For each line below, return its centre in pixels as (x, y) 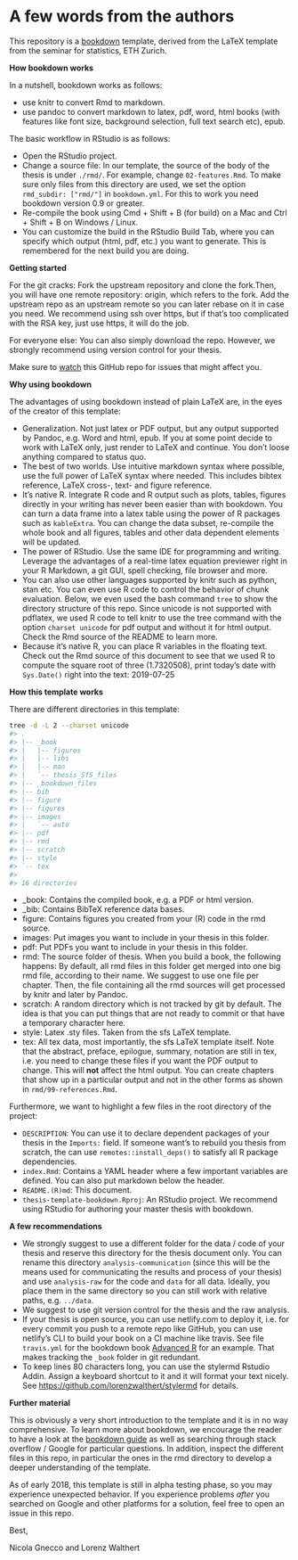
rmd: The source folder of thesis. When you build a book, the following (152, 957)
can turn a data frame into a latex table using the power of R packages (151, 513)
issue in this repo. (41, 1514)
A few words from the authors (122, 16)
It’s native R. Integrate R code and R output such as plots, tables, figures (154, 494)
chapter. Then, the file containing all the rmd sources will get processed (154, 985)
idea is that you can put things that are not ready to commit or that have (153, 1014)
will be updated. (52, 542)
